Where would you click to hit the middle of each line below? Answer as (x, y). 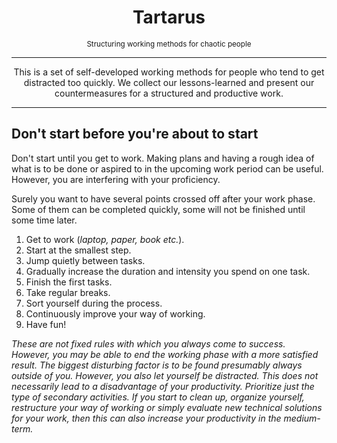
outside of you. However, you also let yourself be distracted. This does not (165, 375)
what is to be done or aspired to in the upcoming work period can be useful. (167, 168)
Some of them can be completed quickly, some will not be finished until (158, 209)
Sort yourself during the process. (94, 303)
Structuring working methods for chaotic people (169, 44)
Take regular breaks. (68, 292)
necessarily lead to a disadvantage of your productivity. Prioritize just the (163, 386)
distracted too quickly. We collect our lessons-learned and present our (169, 82)
